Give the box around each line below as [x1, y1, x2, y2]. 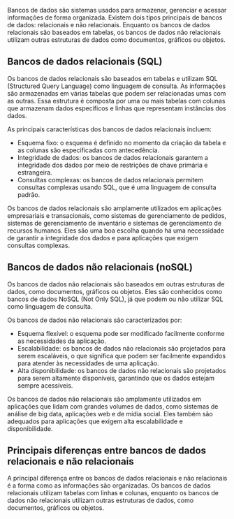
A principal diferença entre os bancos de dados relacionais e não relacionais [7, 474, 228, 483]
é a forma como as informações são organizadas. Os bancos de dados [7, 481, 211, 490]
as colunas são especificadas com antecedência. [17, 146, 159, 154]
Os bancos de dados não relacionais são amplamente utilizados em [7, 395, 201, 403]
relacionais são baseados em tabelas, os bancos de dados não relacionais [7, 28, 221, 36]
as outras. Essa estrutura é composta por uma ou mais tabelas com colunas [7, 96, 226, 105]
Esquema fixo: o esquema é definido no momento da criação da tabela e [17, 138, 226, 147]
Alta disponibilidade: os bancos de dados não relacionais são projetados [17, 366, 226, 374]
